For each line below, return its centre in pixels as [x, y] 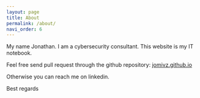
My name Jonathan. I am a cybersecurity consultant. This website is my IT [100, 47]
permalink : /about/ [31, 23]
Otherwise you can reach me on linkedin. [58, 77]
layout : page [23, 12]
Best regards [22, 89]
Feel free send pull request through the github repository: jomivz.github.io [99, 65]
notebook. [19, 53]
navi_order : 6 [24, 29]
